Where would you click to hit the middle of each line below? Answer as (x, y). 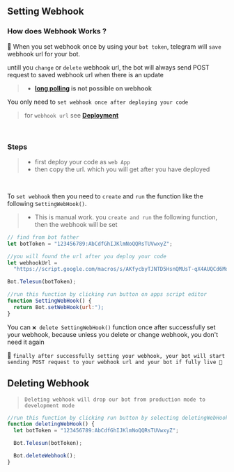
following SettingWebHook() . (47, 203)
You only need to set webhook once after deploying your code (98, 102)
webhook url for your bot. (44, 54)
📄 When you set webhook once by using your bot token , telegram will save (114, 46)
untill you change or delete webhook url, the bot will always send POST (109, 67)
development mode (49, 406)
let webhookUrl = (32, 263)
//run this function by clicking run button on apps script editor (107, 294)
